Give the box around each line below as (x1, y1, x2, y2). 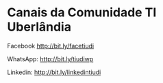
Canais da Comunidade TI (7, 5, 157, 20)
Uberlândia (7, 19, 72, 35)
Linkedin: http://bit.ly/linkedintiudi (7, 68, 101, 76)
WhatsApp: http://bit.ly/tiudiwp (7, 54, 94, 63)
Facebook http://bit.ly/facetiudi (7, 41, 95, 50)
